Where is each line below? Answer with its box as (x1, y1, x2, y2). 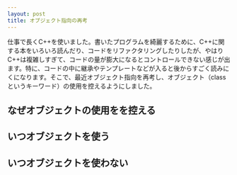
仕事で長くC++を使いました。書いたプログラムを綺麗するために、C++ (7, 37, 212, 46)
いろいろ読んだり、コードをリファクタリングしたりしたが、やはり (31, 46, 224, 55)
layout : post (7, 10, 46, 18)
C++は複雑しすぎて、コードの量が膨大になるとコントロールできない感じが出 (7, 55, 231, 64)
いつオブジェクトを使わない (7, 157, 129, 169)
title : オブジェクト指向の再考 (7, 17, 88, 24)
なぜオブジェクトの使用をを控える (7, 104, 156, 116)
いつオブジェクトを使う (7, 130, 110, 142)
